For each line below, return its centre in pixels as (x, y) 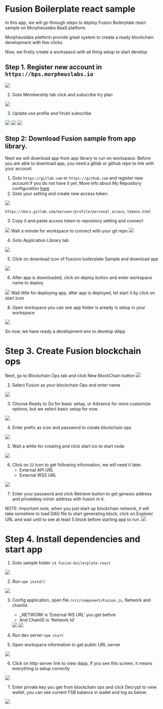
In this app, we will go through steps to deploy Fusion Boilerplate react (75, 22)
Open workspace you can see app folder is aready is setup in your (79, 307)
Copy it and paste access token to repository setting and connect (78, 220)
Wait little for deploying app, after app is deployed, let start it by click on (83, 293)
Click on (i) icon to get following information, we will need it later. (77, 465)
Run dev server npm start (38, 635)
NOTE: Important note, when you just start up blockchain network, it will (77, 508)
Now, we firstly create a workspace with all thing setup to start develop (76, 52)
